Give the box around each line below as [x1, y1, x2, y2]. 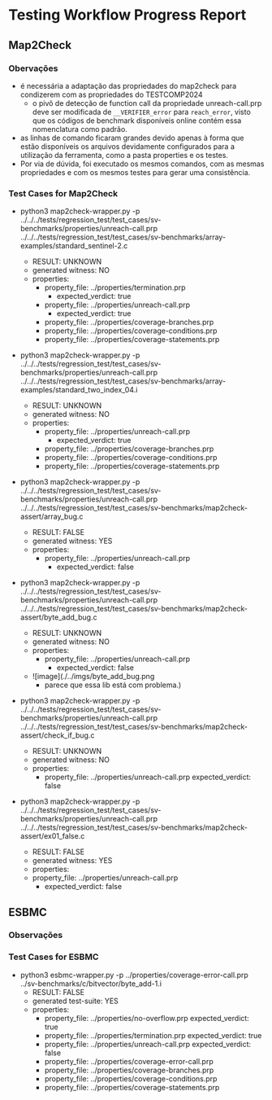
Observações [8, 930, 63, 941]
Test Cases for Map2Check [8, 187, 119, 199]
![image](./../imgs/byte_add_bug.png [32, 672, 155, 681]
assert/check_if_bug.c [19, 730, 95, 740]
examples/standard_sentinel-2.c [19, 241, 128, 251]
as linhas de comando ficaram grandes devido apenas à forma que [19, 133, 245, 142]
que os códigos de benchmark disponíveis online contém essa [32, 116, 242, 125]
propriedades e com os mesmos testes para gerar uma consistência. [19, 167, 251, 177]
